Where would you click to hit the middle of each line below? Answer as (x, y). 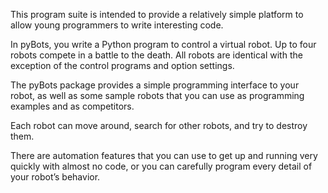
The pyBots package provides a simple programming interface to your (155, 85)
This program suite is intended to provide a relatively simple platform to (157, 14)
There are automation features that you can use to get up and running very (164, 155)
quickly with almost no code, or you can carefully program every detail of (161, 166)
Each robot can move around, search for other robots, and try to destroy (159, 125)
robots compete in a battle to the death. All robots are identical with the (156, 55)
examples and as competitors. (72, 106)
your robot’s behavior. (55, 177)
